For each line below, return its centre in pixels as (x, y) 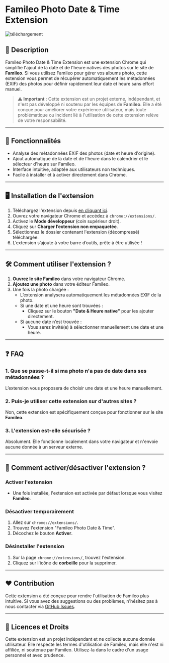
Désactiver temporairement (40, 512)
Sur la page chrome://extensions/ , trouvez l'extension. (69, 557)
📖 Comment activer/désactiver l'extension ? (75, 468)
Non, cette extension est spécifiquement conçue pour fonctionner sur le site (84, 412)
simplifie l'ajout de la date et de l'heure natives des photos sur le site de (79, 67)
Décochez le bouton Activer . (43, 533)
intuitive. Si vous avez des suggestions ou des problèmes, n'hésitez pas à (81, 601)
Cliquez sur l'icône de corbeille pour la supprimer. (65, 563)
